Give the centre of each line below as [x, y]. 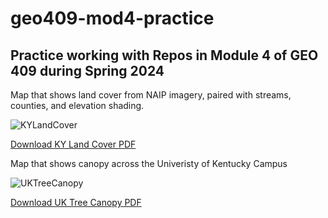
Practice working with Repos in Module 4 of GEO [164, 55]
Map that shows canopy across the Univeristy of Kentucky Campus [149, 163]
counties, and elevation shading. [77, 105]
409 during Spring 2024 [87, 70]
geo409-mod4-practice [112, 18]
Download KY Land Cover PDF [73, 144]
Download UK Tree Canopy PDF [76, 202]
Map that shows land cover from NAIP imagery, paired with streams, [151, 95]
